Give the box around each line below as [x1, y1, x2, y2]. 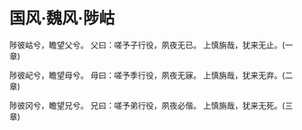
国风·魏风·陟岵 [9, 8, 115, 29]
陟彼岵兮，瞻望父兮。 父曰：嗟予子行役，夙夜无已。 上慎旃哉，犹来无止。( [9, 39, 286, 50]
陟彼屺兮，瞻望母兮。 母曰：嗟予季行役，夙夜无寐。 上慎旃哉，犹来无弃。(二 [9, 69, 293, 81]
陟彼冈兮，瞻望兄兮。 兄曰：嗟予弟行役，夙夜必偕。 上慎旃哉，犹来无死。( [9, 100, 286, 110]
